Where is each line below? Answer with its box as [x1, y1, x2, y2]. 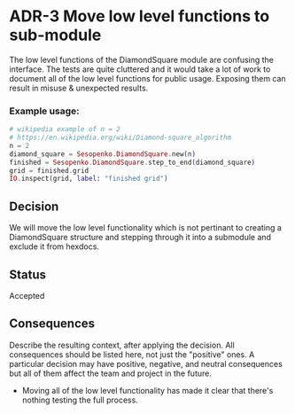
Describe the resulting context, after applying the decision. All [9, 340, 235, 350]
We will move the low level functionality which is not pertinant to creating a [9, 223, 282, 233]
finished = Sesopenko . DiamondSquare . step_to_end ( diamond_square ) [9, 158, 255, 167]
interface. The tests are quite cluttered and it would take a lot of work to [9, 64, 271, 74]
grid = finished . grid [9, 166, 89, 175]
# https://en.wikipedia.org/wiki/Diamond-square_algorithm [9, 133, 232, 143]
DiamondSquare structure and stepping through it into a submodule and [9, 232, 272, 243]
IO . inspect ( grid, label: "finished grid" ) [9, 175, 168, 184]
